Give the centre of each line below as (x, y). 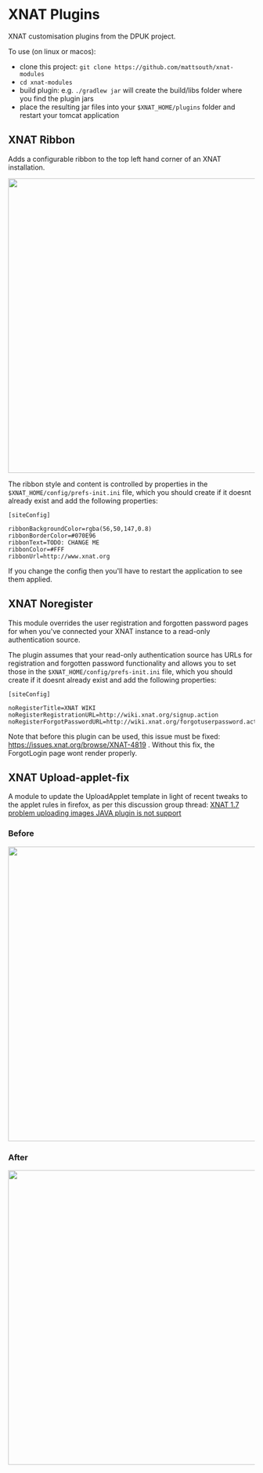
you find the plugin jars (56, 98)
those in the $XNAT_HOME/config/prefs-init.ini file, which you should (121, 671)
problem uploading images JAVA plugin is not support (95, 813)
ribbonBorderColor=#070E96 (52, 536)
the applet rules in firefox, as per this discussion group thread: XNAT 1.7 (124, 805)
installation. (27, 167)
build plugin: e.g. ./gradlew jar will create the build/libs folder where (131, 90)
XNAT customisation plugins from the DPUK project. (92, 36)
